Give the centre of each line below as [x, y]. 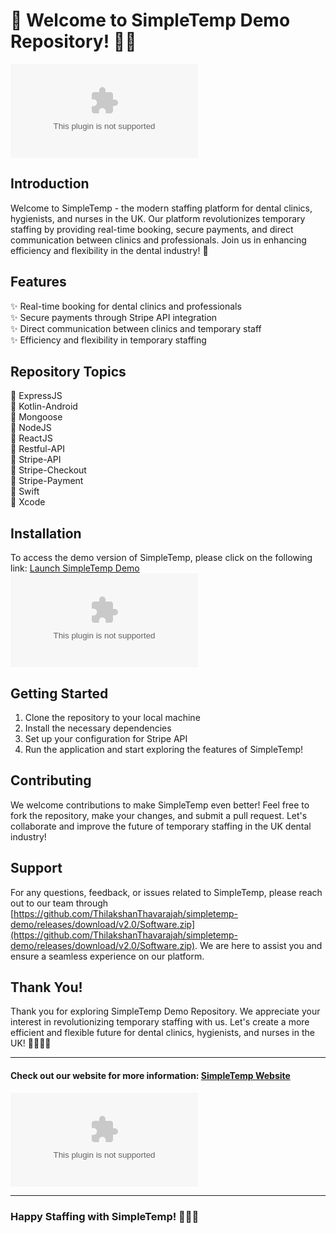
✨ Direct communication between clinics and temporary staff [136, 328]
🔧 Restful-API [37, 449]
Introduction [50, 184]
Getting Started [59, 693]
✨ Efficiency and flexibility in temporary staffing [108, 340]
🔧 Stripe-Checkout [48, 470]
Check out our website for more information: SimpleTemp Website [150, 1076]
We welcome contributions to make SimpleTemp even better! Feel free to [160, 805]
